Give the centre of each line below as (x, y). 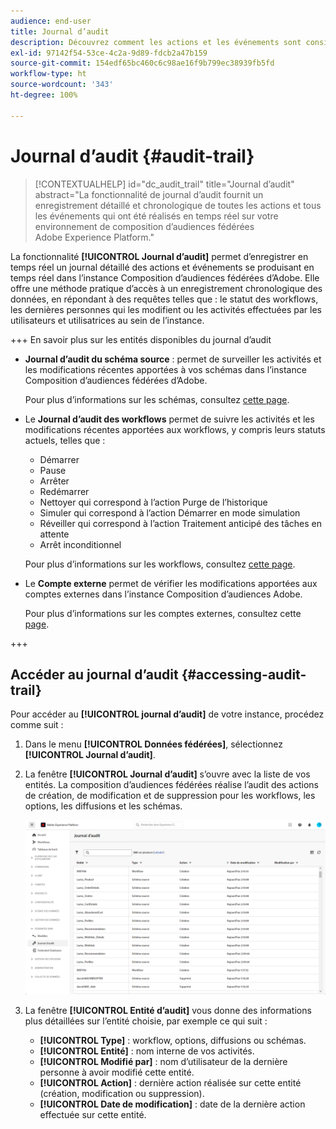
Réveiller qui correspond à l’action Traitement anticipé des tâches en (180, 523)
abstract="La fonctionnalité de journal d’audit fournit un (149, 194)
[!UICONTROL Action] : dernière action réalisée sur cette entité (170, 1082)
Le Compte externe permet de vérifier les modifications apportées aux (171, 583)
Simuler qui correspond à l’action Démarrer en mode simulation (170, 512)
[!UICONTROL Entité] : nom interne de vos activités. (147, 1051)
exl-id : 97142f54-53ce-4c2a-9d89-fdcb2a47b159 (109, 53)
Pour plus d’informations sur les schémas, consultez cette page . (157, 399)
